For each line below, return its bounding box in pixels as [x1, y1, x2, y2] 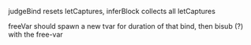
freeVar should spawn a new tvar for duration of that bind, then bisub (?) [8, 22, 244, 30]
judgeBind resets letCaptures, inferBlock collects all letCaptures [8, 7, 215, 16]
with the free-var [8, 30, 63, 39]
